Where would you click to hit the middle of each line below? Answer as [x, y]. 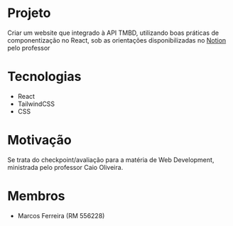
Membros [36, 196]
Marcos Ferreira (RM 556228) [61, 215]
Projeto [29, 13]
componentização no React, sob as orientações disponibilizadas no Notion [117, 40]
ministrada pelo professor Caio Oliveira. [65, 167]
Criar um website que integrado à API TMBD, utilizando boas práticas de [113, 33]
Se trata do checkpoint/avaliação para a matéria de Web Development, [111, 160]
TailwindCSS [36, 104]
